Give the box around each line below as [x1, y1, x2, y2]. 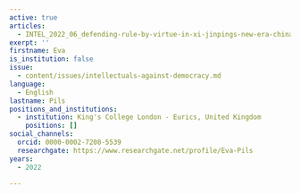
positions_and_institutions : [9, 105, 118, 114]
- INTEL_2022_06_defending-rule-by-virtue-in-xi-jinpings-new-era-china [17, 30, 294, 38]
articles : [9, 21, 46, 30]
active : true [9, 13, 58, 22]
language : [9, 80, 46, 89]
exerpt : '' [9, 38, 50, 47]
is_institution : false [9, 55, 94, 63]
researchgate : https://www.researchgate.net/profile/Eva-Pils [17, 146, 254, 155]
